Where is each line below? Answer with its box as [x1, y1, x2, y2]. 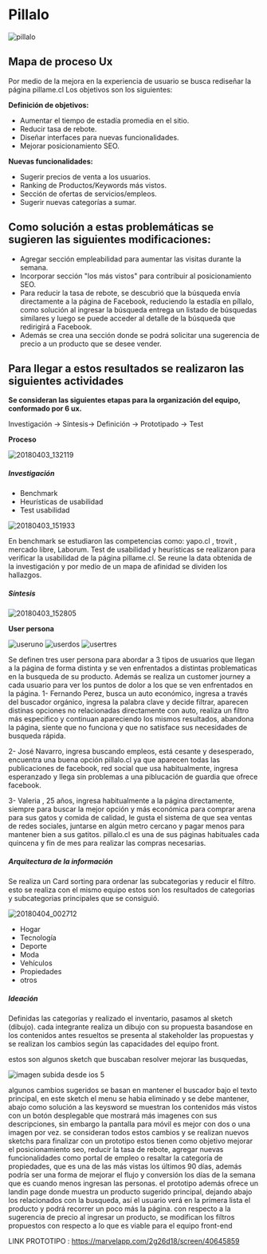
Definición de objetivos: [8, 100, 89, 109]
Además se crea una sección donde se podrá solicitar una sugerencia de [19, 330, 260, 340]
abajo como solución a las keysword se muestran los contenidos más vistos [8, 1103, 257, 1112]
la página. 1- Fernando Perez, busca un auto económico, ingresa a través [8, 689, 249, 698]
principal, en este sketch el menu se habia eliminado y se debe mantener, [8, 1094, 249, 1103]
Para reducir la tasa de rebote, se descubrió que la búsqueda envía [19, 288, 241, 297]
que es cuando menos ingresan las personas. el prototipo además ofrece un [8, 1178, 259, 1189]
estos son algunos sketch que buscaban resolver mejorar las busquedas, [8, 1055, 249, 1064]
